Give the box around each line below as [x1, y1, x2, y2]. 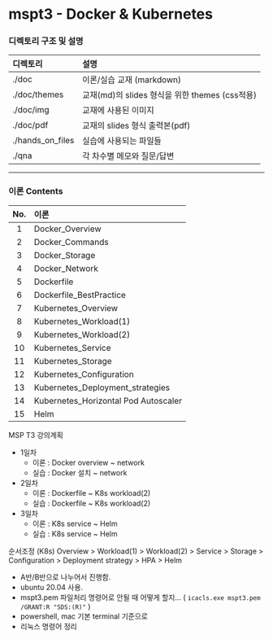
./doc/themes [12, 89, 64, 100]
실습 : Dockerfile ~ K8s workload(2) [32, 498, 151, 508]
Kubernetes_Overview [33, 302, 119, 313]
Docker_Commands [33, 236, 110, 247]
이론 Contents [8, 186, 63, 197]
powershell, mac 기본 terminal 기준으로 [19, 611, 149, 621]
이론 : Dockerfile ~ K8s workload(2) [32, 488, 151, 497]
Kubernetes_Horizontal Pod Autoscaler [33, 395, 183, 406]
